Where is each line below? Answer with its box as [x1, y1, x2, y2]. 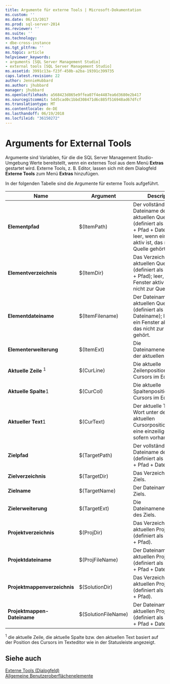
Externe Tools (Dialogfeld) [5, 667, 60, 674]
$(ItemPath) [79, 223, 108, 230]
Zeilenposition [133, 367, 167, 374]
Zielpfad [8, 451, 29, 459]
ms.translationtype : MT [5, 102, 56, 107]
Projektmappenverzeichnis [8, 583, 74, 590]
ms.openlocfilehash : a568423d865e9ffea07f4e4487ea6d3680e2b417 [5, 92, 142, 97]
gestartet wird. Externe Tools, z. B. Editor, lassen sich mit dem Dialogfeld [5, 165, 157, 171]
